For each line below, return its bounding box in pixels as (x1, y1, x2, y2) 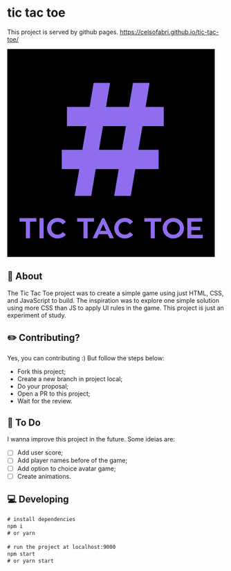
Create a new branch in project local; (17, 374, 123, 383)
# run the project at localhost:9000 (7, 544, 116, 551)
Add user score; (17, 448, 64, 457)
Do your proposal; (17, 382, 69, 390)
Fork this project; (17, 367, 66, 376)
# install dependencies (7, 516, 76, 523)
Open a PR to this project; (17, 389, 91, 398)
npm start (7, 551, 36, 558)
